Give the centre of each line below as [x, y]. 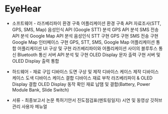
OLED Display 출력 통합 [35, 61]
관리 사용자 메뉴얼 [29, 106]
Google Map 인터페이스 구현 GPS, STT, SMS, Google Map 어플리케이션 [83, 42]
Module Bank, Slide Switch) [40, 90]
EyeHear [23, 9]
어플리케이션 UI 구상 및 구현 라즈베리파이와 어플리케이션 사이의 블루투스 [88, 48]
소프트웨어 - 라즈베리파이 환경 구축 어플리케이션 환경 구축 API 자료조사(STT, [87, 23]
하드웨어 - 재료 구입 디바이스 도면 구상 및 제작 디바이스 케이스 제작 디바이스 [85, 71]
